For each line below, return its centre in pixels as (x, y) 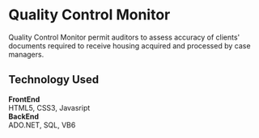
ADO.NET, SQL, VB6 (42, 125)
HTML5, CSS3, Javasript (49, 107)
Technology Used (54, 79)
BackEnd (23, 116)
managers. (26, 54)
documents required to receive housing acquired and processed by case (129, 45)
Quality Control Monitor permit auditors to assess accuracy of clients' (124, 37)
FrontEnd (24, 99)
